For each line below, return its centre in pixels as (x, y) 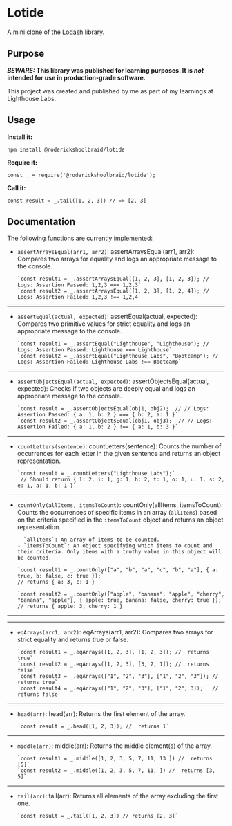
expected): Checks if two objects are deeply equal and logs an (106, 389)
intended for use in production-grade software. (77, 77)
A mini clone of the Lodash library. (56, 32)
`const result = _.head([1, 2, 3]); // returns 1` (93, 727)
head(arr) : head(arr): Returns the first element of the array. (101, 714)
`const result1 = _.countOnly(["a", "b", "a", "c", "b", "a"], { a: (118, 570)
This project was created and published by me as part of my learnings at (110, 91)
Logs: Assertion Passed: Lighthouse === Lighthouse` (95, 350)
